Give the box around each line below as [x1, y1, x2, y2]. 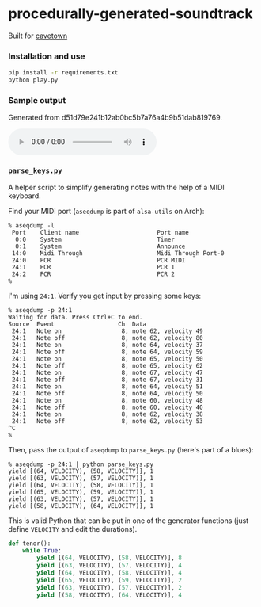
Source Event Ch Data [8, 320, 147, 328]
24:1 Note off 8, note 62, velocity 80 [11, 334, 203, 342]
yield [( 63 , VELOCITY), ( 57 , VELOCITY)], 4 [36, 562, 182, 570]
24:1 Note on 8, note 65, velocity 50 [11, 354, 203, 363]
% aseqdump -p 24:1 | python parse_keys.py [8, 460, 154, 468]
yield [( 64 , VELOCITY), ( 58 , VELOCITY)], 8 [36, 554, 182, 563]
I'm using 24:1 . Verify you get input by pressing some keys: [8, 291, 202, 300]
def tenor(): [8, 540, 51, 548]
